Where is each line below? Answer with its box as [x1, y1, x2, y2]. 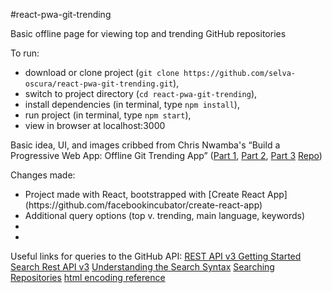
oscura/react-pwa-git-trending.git [24, 79, 174, 89]
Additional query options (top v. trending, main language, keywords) [24, 210, 306, 221]
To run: [10, 47, 40, 59]
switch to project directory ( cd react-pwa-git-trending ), [24, 88, 258, 99]
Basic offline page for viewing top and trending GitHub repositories [10, 28, 287, 39]
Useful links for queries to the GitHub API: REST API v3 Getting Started [10, 250, 302, 262]
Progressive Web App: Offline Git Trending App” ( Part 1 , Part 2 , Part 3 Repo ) [10, 150, 323, 161]
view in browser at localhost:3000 [24, 120, 166, 131]
